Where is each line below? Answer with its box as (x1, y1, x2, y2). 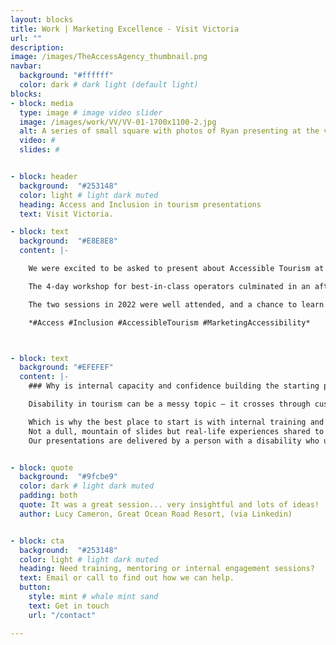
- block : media (10, 98, 74, 108)
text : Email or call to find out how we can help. (19, 573, 235, 583)
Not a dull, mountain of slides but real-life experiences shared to (28, 426, 325, 436)
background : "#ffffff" (19, 71, 114, 81)
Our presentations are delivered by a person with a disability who (28, 436, 320, 446)
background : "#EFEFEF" (19, 362, 114, 373)
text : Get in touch (28, 601, 110, 611)
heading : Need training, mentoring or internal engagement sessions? (19, 564, 315, 574)
